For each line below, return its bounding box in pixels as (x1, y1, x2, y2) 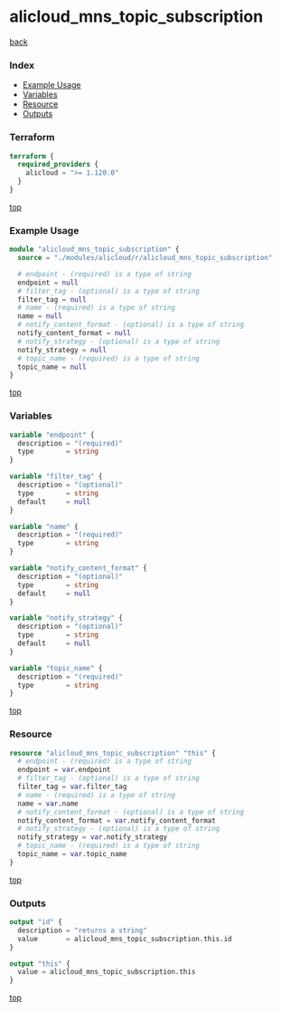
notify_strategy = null (17, 345, 107, 354)
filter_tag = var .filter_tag (17, 782, 127, 792)
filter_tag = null (17, 294, 88, 304)
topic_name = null (17, 362, 88, 371)
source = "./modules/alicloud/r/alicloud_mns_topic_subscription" (17, 254, 273, 263)
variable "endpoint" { (9, 430, 95, 439)
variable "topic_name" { (9, 663, 103, 672)
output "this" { (9, 959, 70, 969)
